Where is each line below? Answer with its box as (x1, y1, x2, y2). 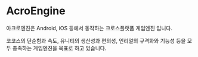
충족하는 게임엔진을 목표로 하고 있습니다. (12, 45, 107, 52)
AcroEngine (6, 4, 66, 18)
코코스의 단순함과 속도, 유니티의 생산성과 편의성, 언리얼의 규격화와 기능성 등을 (6, 37, 186, 44)
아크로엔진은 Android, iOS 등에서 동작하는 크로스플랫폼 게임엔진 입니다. (6, 24, 173, 31)
